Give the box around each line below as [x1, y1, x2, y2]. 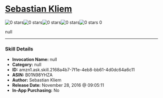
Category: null [12, 62, 42, 67]
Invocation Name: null [12, 57, 57, 63]
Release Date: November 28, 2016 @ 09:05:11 [12, 82, 104, 88]
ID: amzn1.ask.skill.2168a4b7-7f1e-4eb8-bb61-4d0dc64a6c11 [12, 67, 135, 73]
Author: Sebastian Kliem [12, 77, 62, 83]
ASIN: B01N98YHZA [12, 72, 53, 78]
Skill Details [5, 45, 33, 52]
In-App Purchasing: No [12, 87, 60, 93]
